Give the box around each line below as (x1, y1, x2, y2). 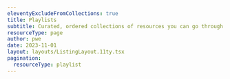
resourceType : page (7, 29, 63, 36)
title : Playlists (7, 16, 57, 23)
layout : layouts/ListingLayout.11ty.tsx (7, 49, 125, 56)
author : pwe (7, 36, 41, 43)
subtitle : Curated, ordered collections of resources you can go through (7, 23, 224, 30)
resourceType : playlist (13, 61, 81, 68)
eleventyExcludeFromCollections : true (7, 10, 118, 17)
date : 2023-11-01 (7, 42, 57, 49)
